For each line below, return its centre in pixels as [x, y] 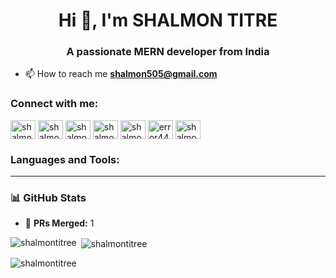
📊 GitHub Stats [48, 197]
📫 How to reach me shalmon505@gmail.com [121, 74]
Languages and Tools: [65, 159]
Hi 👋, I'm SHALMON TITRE [168, 20]
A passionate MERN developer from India [168, 52]
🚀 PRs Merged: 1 [59, 223]
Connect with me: [54, 104]
